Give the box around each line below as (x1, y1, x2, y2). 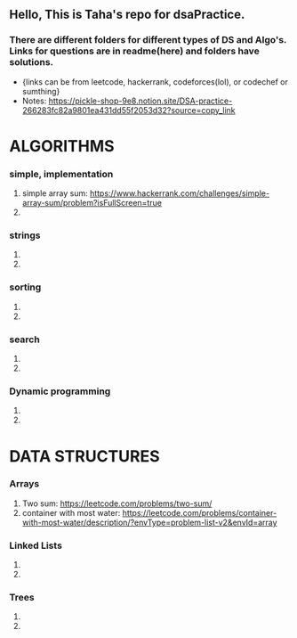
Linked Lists (9, 539, 62, 552)
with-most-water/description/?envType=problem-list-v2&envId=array (21, 517, 277, 528)
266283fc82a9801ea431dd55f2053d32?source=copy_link (21, 104, 236, 115)
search (9, 333, 40, 346)
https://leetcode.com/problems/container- (122, 507, 277, 518)
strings (9, 229, 42, 241)
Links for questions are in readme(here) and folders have (9, 45, 260, 57)
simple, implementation (9, 168, 114, 180)
